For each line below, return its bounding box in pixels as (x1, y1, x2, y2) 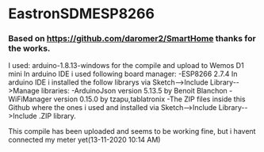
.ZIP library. (38, 112, 77, 121)
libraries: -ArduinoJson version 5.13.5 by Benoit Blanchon (40, 86, 228, 96)
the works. (8, 43, 51, 54)
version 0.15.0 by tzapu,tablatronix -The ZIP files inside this (53, 94, 246, 104)
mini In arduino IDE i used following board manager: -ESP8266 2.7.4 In (8, 69, 238, 79)
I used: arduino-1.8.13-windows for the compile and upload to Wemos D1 (8, 61, 244, 70)
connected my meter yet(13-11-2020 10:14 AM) (8, 135, 161, 145)
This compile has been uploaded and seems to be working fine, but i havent (8, 127, 256, 136)
